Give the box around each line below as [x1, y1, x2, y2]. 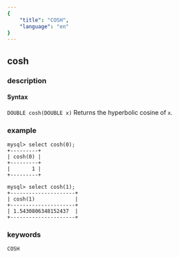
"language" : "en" [19, 23, 70, 30]
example [7, 125, 36, 135]
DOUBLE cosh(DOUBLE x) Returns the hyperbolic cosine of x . [7, 108, 173, 116]
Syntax [7, 93, 28, 101]
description [7, 75, 47, 85]
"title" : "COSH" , [19, 17, 70, 24]
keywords [7, 230, 41, 239]
